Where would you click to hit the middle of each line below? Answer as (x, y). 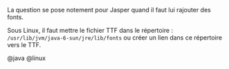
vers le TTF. (24, 45)
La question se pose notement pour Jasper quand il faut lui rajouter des (109, 10)
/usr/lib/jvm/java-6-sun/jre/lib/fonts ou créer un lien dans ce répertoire (115, 38)
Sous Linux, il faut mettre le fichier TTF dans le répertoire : (90, 30)
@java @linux (27, 58)
